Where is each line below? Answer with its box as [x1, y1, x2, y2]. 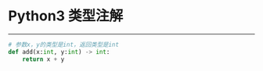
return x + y [22, 55, 65, 63]
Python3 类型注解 [8, 7, 124, 25]
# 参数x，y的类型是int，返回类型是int [8, 41, 120, 48]
